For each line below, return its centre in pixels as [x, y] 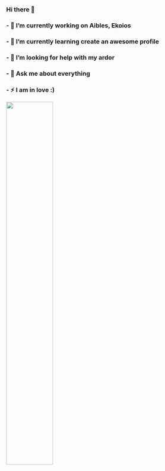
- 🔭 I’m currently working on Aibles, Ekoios [69, 25]
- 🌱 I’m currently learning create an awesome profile [82, 41]
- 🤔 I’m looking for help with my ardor [60, 57]
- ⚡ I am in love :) [31, 90]
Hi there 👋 [21, 10]
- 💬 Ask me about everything [48, 73]
